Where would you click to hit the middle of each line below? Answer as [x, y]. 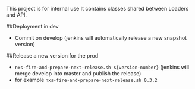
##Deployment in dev [33, 26]
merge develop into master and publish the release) [78, 73]
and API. [17, 15]
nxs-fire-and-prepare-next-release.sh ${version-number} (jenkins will [102, 67]
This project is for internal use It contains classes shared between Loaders [97, 9]
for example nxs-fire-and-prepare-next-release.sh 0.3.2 [86, 80]
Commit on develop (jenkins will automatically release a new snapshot [101, 38]
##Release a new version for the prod [52, 55]
